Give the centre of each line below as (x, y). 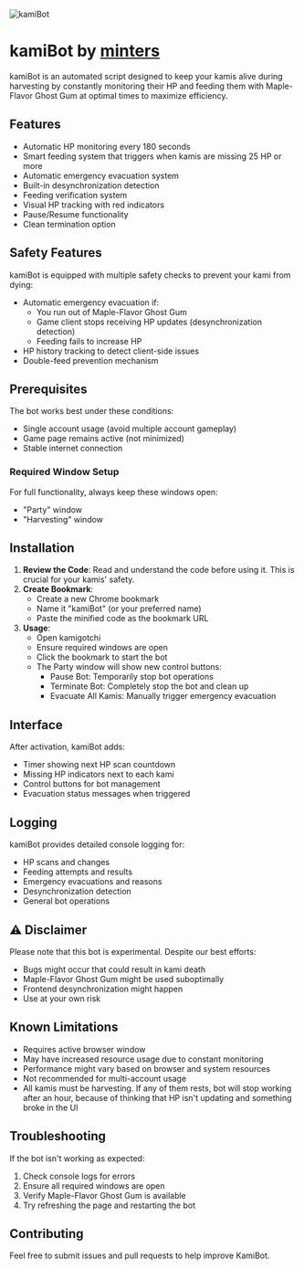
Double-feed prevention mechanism (90, 360)
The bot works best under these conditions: (92, 411)
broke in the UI (51, 1107)
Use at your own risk (62, 998)
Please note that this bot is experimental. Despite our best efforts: (133, 951)
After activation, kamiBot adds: (67, 747)
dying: (21, 284)
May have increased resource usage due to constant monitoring (143, 1059)
